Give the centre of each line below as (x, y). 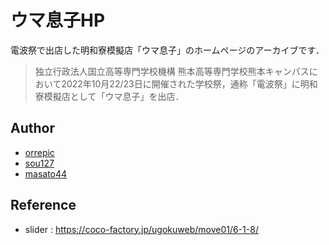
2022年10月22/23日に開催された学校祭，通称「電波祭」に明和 (189, 83)
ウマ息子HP (58, 20)
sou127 (39, 163)
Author (32, 128)
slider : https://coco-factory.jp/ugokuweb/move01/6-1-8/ (141, 229)
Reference (43, 205)
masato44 (46, 173)
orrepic (39, 152)
